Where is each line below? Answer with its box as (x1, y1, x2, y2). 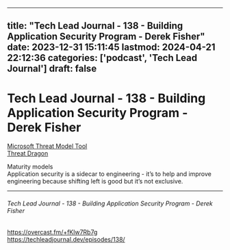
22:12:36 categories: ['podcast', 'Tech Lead (7, 52, 198, 64)
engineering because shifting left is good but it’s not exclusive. (7, 177, 183, 186)
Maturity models (7, 162, 53, 171)
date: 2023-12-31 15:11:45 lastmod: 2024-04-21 (7, 42, 216, 53)
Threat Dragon (7, 149, 49, 158)
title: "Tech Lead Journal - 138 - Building (7, 20, 183, 32)
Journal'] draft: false (7, 63, 97, 75)
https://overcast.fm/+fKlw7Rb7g (7, 227, 98, 236)
